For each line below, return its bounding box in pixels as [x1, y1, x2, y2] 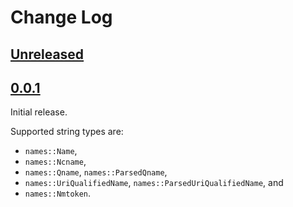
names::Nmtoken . [24, 187, 92, 200]
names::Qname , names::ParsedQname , [24, 166, 168, 178]
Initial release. [10, 106, 68, 118]
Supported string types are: [10, 126, 124, 138]
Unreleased [10, 46, 85, 63]
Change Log [10, 6, 113, 29]
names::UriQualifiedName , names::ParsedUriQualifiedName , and [24, 177, 284, 189]
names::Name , [24, 145, 78, 157]
